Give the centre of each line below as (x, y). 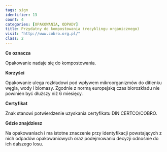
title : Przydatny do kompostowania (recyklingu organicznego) (72, 29)
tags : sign (17, 10)
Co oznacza (18, 53)
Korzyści (15, 72)
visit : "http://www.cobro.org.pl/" (43, 34)
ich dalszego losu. (24, 144)
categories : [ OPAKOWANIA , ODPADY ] (42, 24)
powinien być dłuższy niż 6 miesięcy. (44, 93)
